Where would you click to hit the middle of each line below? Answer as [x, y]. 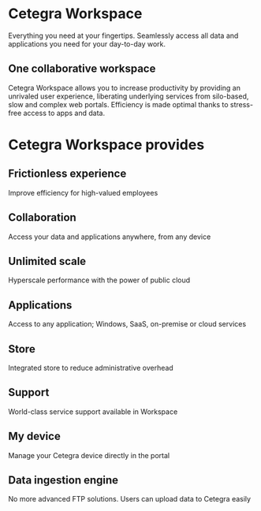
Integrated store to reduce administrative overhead [91, 368]
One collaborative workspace [82, 69]
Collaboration [42, 218]
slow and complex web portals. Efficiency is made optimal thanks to [118, 104]
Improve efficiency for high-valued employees [83, 192]
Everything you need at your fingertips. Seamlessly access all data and [123, 35]
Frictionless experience [67, 174]
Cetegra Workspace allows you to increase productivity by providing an [124, 88]
